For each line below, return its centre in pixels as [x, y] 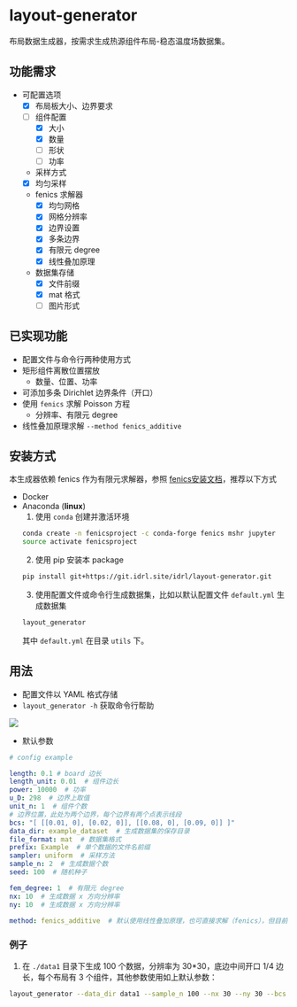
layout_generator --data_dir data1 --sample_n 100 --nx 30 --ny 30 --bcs [148, 994]
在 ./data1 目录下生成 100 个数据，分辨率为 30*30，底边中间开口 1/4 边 [153, 965]
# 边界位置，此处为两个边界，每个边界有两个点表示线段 [95, 814]
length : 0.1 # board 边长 [55, 773]
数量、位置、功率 [66, 381]
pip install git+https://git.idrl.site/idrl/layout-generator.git [147, 577]
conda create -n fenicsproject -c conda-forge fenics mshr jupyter [149, 534]
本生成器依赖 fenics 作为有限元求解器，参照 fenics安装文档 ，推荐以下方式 [143, 479]
